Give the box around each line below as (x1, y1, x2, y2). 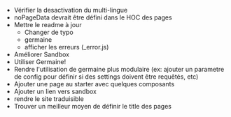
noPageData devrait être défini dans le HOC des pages (13, 13, 173, 22)
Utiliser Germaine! (13, 58, 66, 65)
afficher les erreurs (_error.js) (24, 43, 109, 51)
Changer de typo (24, 28, 73, 36)
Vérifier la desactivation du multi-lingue (13, 6, 128, 14)
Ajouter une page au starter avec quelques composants (13, 80, 175, 88)
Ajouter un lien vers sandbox (13, 87, 97, 95)
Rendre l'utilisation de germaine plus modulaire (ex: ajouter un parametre (13, 65, 225, 73)
